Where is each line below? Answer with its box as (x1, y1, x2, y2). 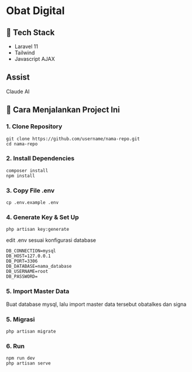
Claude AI (6, 88, 30, 95)
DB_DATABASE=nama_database (6, 264, 72, 269)
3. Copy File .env (6, 186, 54, 194)
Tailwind (14, 49, 35, 56)
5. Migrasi (6, 315, 35, 323)
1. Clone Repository (6, 122, 63, 131)
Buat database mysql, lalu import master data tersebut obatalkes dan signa (6, 301, 187, 308)
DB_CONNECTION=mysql (6, 248, 57, 254)
